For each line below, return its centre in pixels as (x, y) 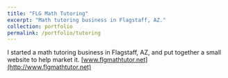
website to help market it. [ (46, 60)
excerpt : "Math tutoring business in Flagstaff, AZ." (87, 20)
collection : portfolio (40, 26)
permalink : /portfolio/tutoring (54, 33)
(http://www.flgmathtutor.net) (49, 67)
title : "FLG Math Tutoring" (48, 13)
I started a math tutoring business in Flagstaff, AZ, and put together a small (114, 52)
